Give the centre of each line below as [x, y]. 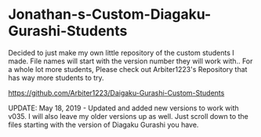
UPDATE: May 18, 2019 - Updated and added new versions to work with [123, 108]
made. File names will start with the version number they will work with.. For [130, 61]
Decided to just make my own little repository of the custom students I [121, 52]
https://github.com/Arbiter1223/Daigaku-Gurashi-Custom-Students [116, 92]
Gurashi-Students [68, 31]
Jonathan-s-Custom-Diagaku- [110, 14]
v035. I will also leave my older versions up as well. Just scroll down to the [128, 116]
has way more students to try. [56, 78]
